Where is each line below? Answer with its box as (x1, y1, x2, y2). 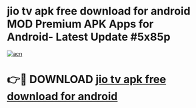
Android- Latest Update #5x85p (7, 30, 171, 44)
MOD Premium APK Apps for (7, 17, 154, 31)
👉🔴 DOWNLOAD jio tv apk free (7, 73, 166, 86)
